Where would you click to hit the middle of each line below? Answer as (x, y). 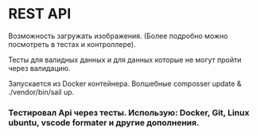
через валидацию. (39, 68)
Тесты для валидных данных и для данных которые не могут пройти (125, 60)
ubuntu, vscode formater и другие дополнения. (104, 122)
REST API (40, 14)
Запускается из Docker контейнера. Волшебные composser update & (125, 84)
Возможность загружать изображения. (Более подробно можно (118, 36)
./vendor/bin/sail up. (41, 91)
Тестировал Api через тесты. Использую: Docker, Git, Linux (129, 112)
